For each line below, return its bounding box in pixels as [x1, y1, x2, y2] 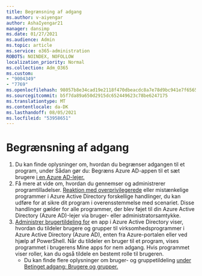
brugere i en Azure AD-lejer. [14, 174, 85, 181]
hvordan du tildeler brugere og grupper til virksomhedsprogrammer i [14, 225, 185, 232]
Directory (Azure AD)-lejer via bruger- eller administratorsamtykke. [14, 212, 182, 219]
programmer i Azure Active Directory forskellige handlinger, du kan [14, 193, 181, 200]
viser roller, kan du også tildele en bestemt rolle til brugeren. [14, 250, 164, 257]
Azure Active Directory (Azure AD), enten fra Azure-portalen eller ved [14, 231, 188, 238]
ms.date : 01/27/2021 [6, 31, 58, 37]
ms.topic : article [6, 43, 52, 49]
